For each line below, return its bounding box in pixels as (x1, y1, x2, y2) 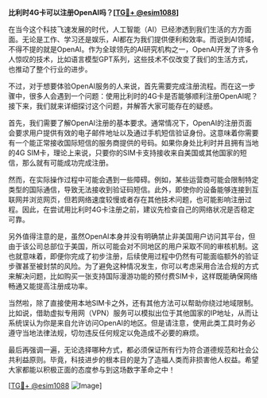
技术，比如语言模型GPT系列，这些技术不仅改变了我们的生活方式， (35, 55, 253, 64)
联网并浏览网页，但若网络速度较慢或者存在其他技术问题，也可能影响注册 (8, 195, 245, 204)
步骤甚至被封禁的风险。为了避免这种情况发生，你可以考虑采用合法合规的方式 (8, 262, 259, 271)
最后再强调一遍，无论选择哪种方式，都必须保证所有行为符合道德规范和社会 (8, 345, 252, 354)
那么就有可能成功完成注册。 (21, 158, 113, 167)
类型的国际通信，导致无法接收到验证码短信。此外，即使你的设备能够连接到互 (8, 185, 259, 194)
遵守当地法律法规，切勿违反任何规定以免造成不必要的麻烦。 (8, 328, 203, 338)
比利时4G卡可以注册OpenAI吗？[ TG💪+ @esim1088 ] (8, 8, 180, 17)
